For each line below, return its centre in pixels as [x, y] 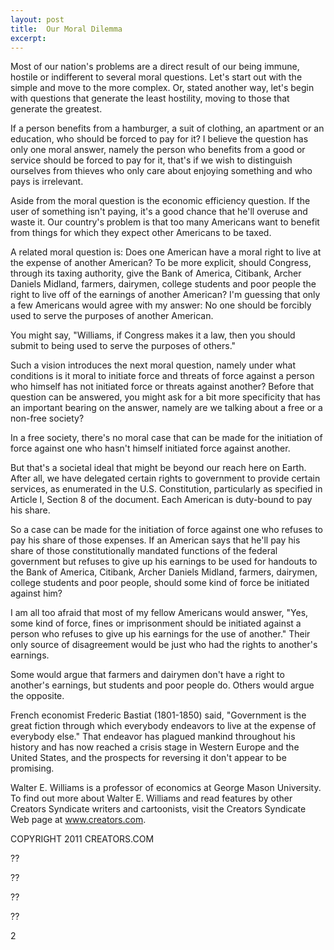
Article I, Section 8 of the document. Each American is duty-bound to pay [161, 500]
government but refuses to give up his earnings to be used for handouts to [164, 562]
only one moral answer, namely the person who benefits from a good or [158, 150]
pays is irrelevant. [47, 182]
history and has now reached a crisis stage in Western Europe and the [155, 747]
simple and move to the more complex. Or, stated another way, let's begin [162, 88]
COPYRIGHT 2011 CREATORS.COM [82, 839]
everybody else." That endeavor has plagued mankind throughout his [153, 737]
